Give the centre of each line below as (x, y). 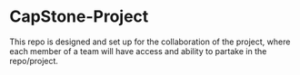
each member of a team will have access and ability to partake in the (138, 51)
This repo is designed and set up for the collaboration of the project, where (150, 42)
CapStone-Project (79, 17)
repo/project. (34, 61)
